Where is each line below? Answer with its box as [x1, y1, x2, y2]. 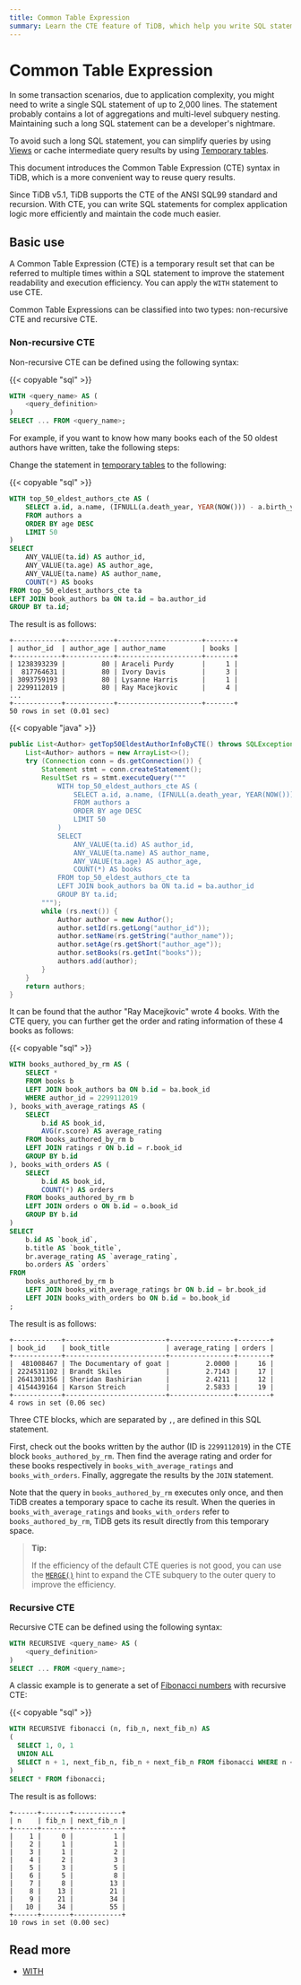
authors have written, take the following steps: [9, 442, 180, 453]
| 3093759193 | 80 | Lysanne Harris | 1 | [9, 675, 239, 684]
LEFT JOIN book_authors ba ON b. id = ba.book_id [25, 1085, 211, 1094]
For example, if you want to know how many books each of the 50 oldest [9, 432, 278, 444]
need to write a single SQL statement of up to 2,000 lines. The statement [9, 100, 278, 110]
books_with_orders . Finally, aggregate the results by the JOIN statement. [9, 1469, 274, 1480]
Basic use [9, 234, 65, 249]
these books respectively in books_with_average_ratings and [9, 1459, 234, 1471]
